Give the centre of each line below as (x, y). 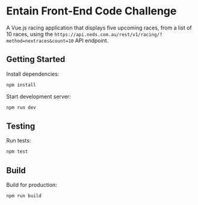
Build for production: (32, 185)
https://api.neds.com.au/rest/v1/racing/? (108, 34)
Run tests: (19, 141)
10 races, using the (29, 34)
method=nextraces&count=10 (40, 41)
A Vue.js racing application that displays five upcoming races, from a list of (99, 28)
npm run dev (21, 107)
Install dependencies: (33, 74)
